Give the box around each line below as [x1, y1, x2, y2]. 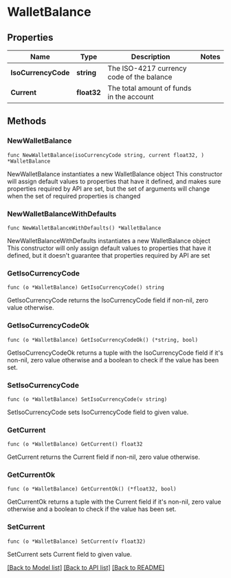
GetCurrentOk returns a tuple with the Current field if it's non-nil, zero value [7, 497, 221, 506]
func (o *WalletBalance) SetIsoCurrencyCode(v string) [7, 395, 168, 403]
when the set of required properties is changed [7, 192, 141, 200]
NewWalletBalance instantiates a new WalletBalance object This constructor [7, 169, 223, 178]
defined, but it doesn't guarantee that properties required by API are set [7, 251, 210, 259]
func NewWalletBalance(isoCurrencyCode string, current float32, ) [7, 152, 205, 158]
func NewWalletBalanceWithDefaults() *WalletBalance [7, 225, 162, 231]
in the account [107, 92, 154, 101]
